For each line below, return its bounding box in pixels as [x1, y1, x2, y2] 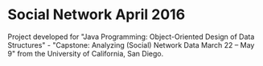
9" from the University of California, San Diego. [7, 49, 164, 58]
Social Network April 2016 [7, 6, 186, 24]
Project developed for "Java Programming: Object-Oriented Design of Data [7, 32, 255, 41]
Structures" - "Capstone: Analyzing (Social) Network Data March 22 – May [7, 40, 255, 49]
